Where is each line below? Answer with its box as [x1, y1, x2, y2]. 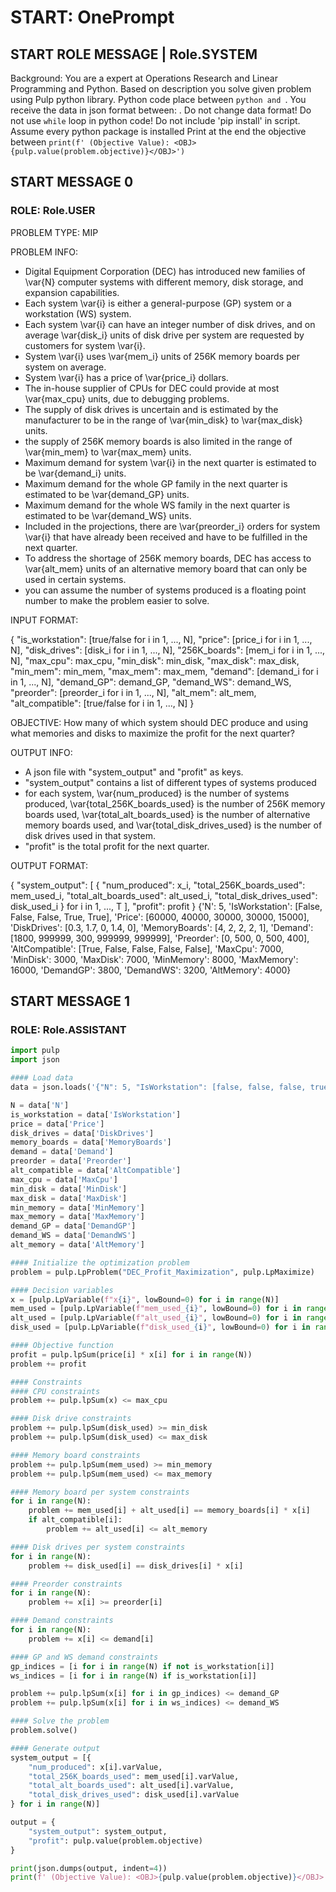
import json [10, 1055, 60, 1065]
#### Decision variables [10, 1285, 114, 1295]
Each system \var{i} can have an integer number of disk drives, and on [24, 318, 316, 330]
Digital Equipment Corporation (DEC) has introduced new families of [24, 265, 306, 277]
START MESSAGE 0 [10, 174, 134, 191]
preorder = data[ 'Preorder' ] [10, 1156, 132, 1166]
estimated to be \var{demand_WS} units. [24, 509, 192, 521]
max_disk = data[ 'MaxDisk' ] [10, 1193, 128, 1203]
